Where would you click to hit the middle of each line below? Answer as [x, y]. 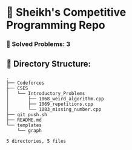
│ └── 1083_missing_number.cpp [54, 109]
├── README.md [24, 120]
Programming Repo [56, 25]
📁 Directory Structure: [49, 64]
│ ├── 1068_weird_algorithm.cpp [55, 99]
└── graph [30, 130]
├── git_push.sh [27, 114]
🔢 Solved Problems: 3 [38, 44]
